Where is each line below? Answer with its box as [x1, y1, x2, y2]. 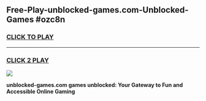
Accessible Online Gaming [6, 88, 75, 95]
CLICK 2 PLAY [6, 56, 49, 64]
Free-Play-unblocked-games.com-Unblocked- [6, 5, 189, 15]
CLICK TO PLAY [6, 33, 54, 42]
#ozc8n [36, 15, 66, 25]
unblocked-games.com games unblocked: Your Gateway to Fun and [6, 81, 183, 88]
